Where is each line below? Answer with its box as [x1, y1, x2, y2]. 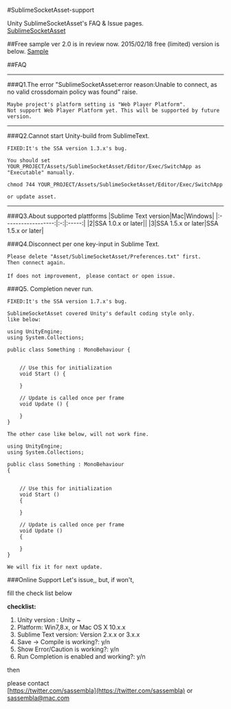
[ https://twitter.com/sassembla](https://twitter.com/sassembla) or [7, 686, 193, 695]
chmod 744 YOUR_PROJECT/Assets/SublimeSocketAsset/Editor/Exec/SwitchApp [7, 181, 223, 188]
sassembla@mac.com [7, 694, 70, 702]
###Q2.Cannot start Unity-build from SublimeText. [7, 132, 150, 140]
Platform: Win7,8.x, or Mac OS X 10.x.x [16, 623, 126, 631]
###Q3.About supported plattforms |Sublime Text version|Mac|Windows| [7, 212, 214, 220]
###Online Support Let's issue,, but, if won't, [7, 576, 134, 583]
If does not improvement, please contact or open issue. [7, 272, 176, 279]
